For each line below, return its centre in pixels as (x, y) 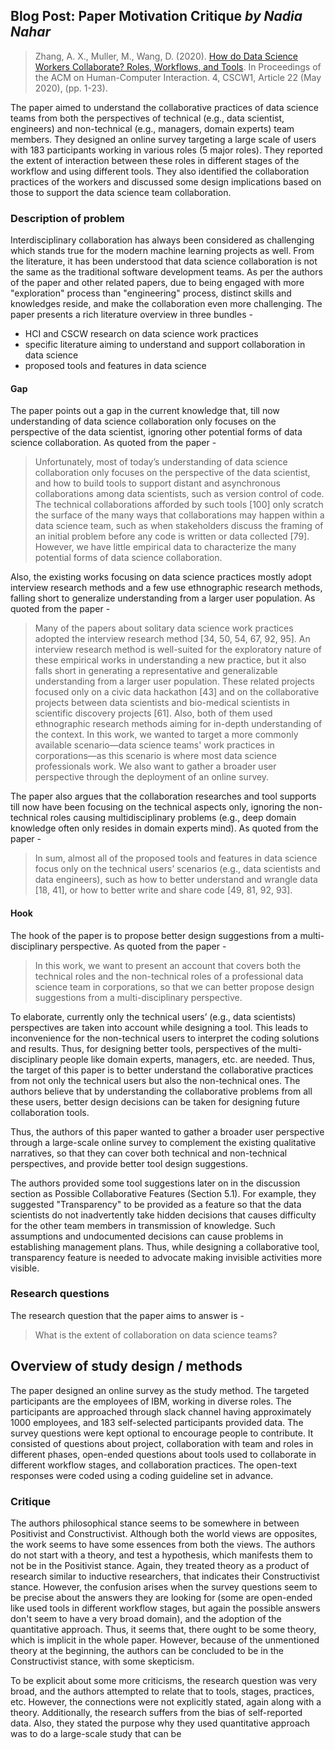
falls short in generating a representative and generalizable (156, 671)
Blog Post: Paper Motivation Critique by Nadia (156, 16)
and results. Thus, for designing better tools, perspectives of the (143, 1048)
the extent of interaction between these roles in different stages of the (155, 160)
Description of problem (67, 218)
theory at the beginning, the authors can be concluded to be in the (147, 1650)
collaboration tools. (50, 1112)
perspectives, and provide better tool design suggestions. (129, 1163)
